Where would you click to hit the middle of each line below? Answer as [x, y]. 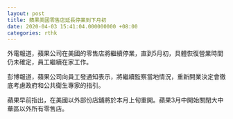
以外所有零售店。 [43, 109]
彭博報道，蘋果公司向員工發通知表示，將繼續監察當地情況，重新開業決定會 [113, 77]
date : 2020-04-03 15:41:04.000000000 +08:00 [72, 26]
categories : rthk [32, 33]
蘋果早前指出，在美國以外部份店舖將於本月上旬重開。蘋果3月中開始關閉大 [112, 100]
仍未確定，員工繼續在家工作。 [50, 62]
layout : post [26, 13]
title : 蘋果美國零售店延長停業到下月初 [57, 20]
